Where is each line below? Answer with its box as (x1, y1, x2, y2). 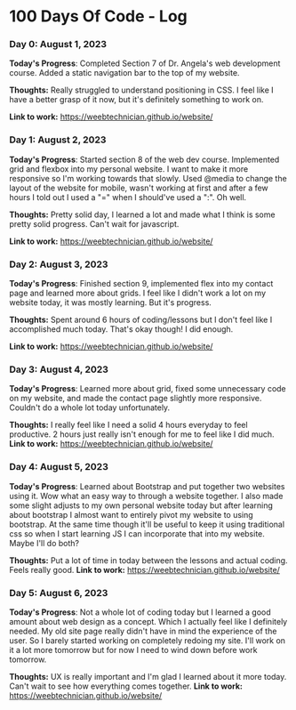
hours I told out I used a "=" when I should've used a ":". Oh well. (9, 191, 247, 202)
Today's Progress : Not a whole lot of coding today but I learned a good (9, 607, 271, 617)
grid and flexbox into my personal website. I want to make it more (9, 163, 249, 174)
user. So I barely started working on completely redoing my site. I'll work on (9, 634, 286, 646)
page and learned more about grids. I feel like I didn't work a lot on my (9, 287, 267, 299)
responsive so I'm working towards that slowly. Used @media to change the (9, 173, 287, 183)
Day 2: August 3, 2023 (9, 258, 108, 270)
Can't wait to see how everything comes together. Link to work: (9, 681, 243, 691)
